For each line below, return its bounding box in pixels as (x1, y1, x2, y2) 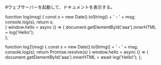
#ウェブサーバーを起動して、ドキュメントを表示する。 (5, 4, 115, 10)
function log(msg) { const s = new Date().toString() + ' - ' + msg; (5, 14, 136, 19)
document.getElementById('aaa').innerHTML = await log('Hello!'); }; (5, 54, 142, 60)
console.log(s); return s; (5, 19, 54, 25)
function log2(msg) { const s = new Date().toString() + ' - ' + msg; (5, 44, 138, 49)
